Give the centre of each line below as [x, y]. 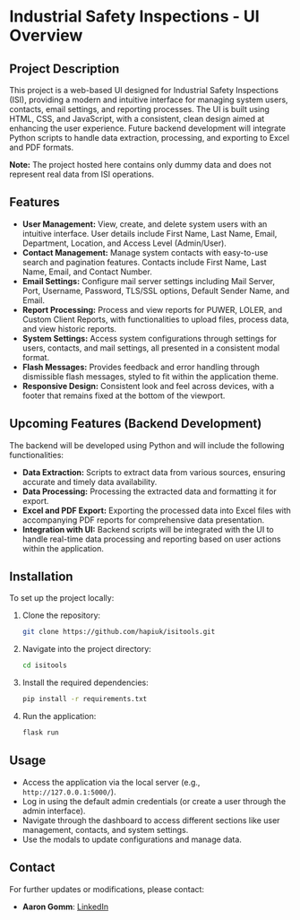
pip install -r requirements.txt [85, 699]
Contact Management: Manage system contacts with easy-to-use [145, 252]
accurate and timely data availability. [90, 482]
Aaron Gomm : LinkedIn [65, 907]
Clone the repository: [61, 615]
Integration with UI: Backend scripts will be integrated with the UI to [148, 529]
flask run [41, 733]
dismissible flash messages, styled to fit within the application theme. [150, 376]
